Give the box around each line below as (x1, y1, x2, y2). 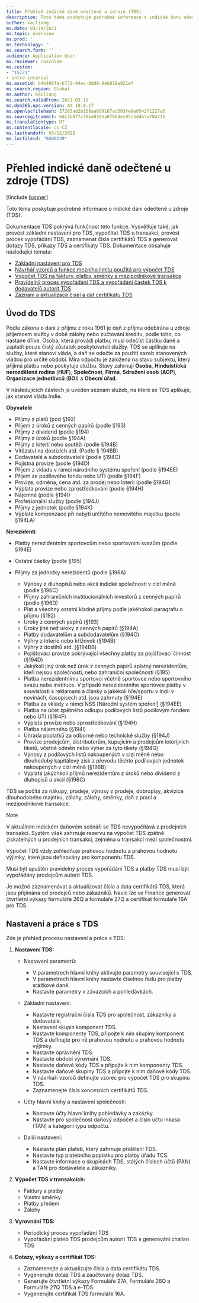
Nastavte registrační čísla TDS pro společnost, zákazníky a (32, 1011, 176, 1019)
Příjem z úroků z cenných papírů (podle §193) (14, 422, 126, 429)
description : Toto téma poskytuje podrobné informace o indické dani (6, 14, 182, 20)
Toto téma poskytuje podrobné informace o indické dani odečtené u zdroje (6, 205, 188, 212)
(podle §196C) (23, 586, 59, 594)
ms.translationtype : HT (6, 119, 65, 125)
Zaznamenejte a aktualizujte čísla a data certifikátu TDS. (23, 1265, 161, 1272)
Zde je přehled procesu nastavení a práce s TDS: (6, 935, 126, 942)
